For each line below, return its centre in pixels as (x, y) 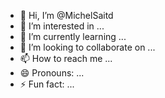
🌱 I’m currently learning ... (73, 36)
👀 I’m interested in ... (62, 26)
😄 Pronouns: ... (52, 73)
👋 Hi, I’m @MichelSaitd (66, 15)
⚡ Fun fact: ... (47, 84)
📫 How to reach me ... (66, 58)
